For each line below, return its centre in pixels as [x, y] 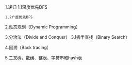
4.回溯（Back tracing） [28, 47]
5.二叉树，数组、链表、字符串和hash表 [44, 58]
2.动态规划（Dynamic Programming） [43, 27]
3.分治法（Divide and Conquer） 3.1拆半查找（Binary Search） [67, 37]
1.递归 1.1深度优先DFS [26, 7]
